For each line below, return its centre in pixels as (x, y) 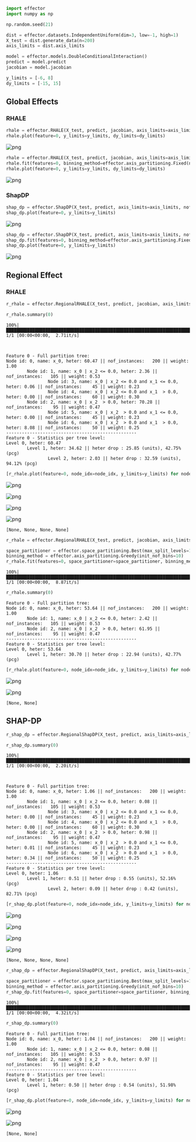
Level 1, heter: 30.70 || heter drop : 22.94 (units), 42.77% (104, 654)
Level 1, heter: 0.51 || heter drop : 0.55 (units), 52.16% (101, 879)
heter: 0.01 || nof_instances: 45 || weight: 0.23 (73, 848)
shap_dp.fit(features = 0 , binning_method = (57, 240)
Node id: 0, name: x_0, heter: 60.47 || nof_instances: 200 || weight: (98, 361)
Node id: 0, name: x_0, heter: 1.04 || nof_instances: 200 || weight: (96, 1039)
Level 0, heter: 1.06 (32, 874)
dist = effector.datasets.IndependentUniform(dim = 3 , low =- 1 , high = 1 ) (92, 35)
